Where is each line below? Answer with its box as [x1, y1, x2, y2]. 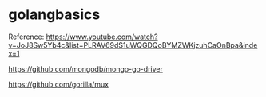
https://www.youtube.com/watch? [46, 32, 158, 41]
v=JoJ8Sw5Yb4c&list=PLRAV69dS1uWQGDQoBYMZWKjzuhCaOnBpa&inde [8, 40, 258, 49]
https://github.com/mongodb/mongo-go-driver [8, 64, 164, 73]
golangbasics [8, 6, 101, 24]
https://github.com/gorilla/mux [8, 80, 109, 89]
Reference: [8, 32, 45, 41]
